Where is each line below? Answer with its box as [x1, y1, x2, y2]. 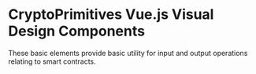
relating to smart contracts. [8, 57, 96, 66]
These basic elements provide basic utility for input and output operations [8, 48, 248, 57]
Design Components [8, 22, 146, 40]
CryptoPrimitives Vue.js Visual [8, 6, 214, 24]
